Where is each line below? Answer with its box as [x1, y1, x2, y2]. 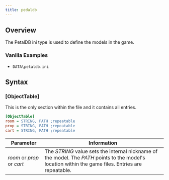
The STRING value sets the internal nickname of [44, 148, 158, 155]
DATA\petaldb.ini [12, 64, 49, 69]
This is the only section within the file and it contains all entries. [5, 104, 137, 111]
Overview [5, 26, 37, 35]
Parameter [11, 139, 37, 146]
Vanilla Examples [5, 52, 48, 59]
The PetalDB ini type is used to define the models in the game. [5, 39, 134, 45]
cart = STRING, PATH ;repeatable [5, 128, 75, 133]
